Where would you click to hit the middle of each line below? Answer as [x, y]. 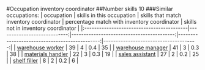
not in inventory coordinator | [43, 28]
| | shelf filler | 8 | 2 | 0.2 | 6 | [42, 61]
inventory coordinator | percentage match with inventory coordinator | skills [102, 22]
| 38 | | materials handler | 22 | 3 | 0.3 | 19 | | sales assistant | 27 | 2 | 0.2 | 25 [103, 54]
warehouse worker [40, 47]
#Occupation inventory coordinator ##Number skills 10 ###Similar [90, 9]
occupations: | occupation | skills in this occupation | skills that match [94, 15]
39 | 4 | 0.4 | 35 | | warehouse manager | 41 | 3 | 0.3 [134, 47]
